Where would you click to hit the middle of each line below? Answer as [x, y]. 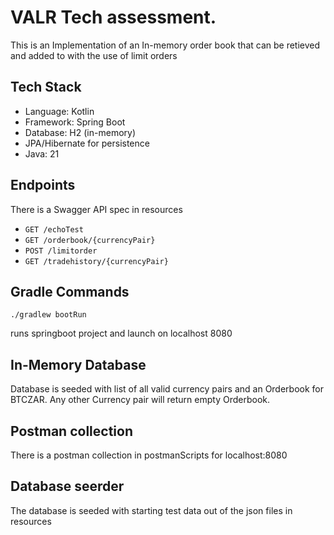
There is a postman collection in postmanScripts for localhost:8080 [149, 455]
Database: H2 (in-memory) [80, 132]
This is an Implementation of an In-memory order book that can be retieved [165, 45]
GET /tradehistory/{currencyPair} [96, 261]
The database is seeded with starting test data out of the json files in [151, 510]
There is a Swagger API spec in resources [96, 209]
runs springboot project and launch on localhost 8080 [121, 333]
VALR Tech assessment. [113, 17]
